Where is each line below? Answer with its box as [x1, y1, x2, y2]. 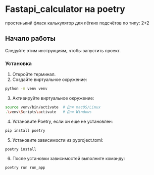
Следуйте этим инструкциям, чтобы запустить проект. [5, 47, 121, 53]
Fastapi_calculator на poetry [5, 3, 125, 15]
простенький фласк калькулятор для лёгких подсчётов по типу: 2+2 [5, 20, 150, 26]
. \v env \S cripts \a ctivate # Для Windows [5, 109, 92, 114]
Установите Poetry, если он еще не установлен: [12, 118, 113, 124]
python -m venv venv [5, 86, 48, 91]
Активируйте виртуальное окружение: [12, 95, 94, 101]
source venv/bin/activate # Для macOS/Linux [5, 104, 101, 110]
